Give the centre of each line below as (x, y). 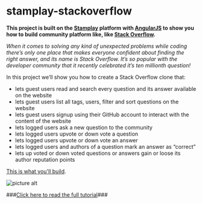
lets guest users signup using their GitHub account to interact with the (102, 114)
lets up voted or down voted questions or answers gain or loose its (98, 153)
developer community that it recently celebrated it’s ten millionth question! (99, 65)
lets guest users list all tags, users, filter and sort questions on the (97, 102)
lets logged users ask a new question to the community (84, 127)
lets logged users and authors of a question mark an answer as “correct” (105, 146)
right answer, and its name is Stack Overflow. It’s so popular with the (92, 59)
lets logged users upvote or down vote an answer (77, 140)
